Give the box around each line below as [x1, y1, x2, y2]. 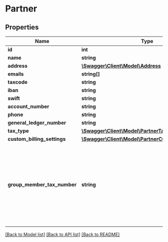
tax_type [7, 127, 29, 134]
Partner [5, 3, 37, 14]
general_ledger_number [7, 119, 66, 126]
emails [7, 70, 24, 77]
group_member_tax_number [7, 181, 77, 188]
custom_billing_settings [7, 135, 66, 142]
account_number [7, 103, 49, 110]
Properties [5, 23, 39, 31]
